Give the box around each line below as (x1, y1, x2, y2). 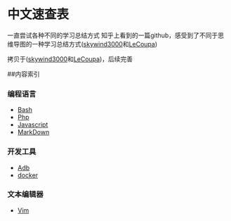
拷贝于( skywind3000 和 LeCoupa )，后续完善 (7, 54, 133, 63)
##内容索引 (7, 70, 40, 78)
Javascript (17, 120, 48, 129)
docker (17, 170, 39, 179)
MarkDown (17, 128, 50, 137)
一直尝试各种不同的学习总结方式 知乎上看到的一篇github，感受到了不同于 (7, 31, 218, 39)
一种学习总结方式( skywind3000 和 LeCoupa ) (31, 39, 158, 48)
